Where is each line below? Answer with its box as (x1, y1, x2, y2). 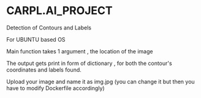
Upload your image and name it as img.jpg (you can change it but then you (6, 78, 195, 85)
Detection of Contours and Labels (6, 24, 92, 31)
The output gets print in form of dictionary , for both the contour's (6, 59, 173, 67)
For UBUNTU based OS (6, 36, 66, 43)
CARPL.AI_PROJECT (6, 4, 113, 18)
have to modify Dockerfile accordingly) (6, 84, 105, 92)
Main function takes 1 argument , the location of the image (6, 47, 153, 55)
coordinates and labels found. (6, 66, 82, 73)
